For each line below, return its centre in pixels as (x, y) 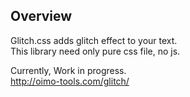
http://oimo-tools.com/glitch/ (70, 81)
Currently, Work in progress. (68, 70)
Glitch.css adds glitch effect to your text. (94, 40)
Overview (41, 16)
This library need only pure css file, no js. (95, 51)
